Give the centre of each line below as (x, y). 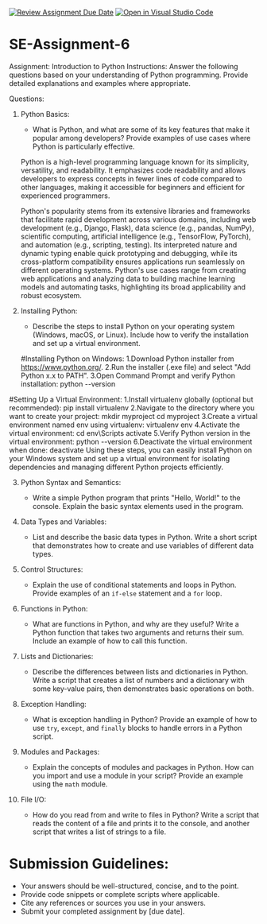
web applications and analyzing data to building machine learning (128, 278)
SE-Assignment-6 (70, 45)
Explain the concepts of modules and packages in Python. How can (143, 767)
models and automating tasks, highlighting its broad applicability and (133, 287)
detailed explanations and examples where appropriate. (100, 83)
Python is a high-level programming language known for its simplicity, (135, 161)
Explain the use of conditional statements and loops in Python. (134, 584)
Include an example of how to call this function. (110, 641)
